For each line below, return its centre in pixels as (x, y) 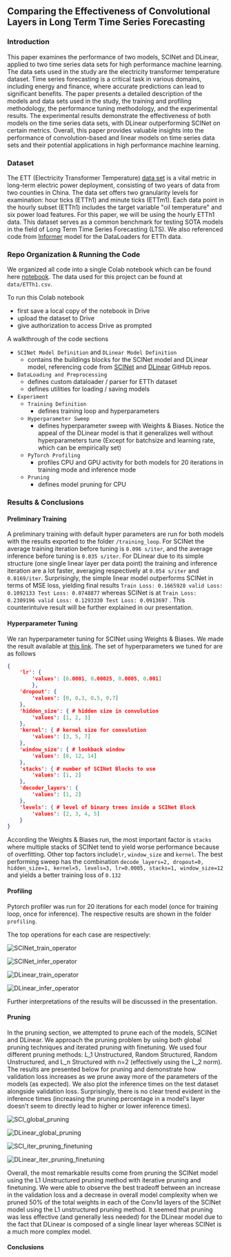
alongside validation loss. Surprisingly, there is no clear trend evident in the (114, 1091)
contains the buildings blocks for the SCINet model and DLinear (118, 360)
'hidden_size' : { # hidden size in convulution (89, 711)
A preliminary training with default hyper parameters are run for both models (115, 534)
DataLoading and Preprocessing (62, 375)
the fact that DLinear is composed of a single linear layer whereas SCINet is (114, 1224)
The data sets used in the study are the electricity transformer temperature (113, 71)
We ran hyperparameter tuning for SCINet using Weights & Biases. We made (115, 639)
